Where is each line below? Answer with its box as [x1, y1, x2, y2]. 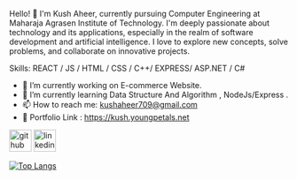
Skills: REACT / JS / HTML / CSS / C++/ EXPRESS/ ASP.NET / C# [9, 63, 246, 73]
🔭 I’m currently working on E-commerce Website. [21, 80, 202, 90]
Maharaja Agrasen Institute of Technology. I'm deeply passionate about [9, 18, 270, 28]
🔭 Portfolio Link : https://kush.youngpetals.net [21, 112, 190, 123]
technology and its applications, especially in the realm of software [9, 27, 254, 37]
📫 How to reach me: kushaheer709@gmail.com [21, 100, 198, 109]
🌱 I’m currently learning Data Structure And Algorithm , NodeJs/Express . [21, 89, 289, 100]
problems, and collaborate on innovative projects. [9, 46, 191, 56]
